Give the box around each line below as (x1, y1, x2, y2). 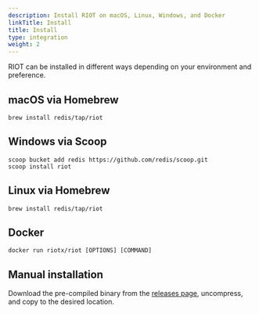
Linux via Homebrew (8, 184, 110, 197)
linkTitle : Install (8, 19, 72, 27)
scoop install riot (8, 162, 72, 171)
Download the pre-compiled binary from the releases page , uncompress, (8, 289, 244, 298)
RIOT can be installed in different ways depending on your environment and (8, 62, 252, 71)
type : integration (8, 33, 68, 42)
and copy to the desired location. (8, 297, 115, 306)
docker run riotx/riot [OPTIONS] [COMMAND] (8, 247, 153, 254)
